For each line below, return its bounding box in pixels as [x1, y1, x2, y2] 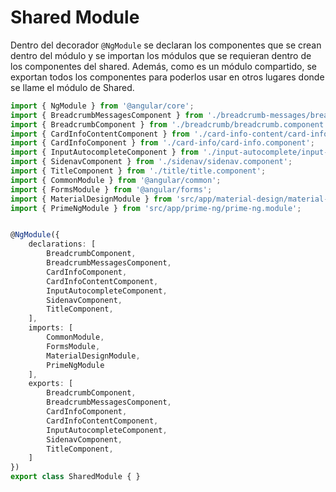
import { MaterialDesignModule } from [10, 194, 172, 204]
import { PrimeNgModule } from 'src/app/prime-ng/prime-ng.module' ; [10, 203, 302, 213]
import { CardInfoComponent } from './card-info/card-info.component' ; [10, 138, 315, 148]
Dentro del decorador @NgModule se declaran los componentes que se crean [10, 39, 322, 51]
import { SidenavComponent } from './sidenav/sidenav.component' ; [10, 157, 293, 167]
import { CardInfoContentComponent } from [10, 129, 190, 139]
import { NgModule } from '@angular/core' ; [10, 101, 195, 111]
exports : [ [28, 379, 74, 389]
